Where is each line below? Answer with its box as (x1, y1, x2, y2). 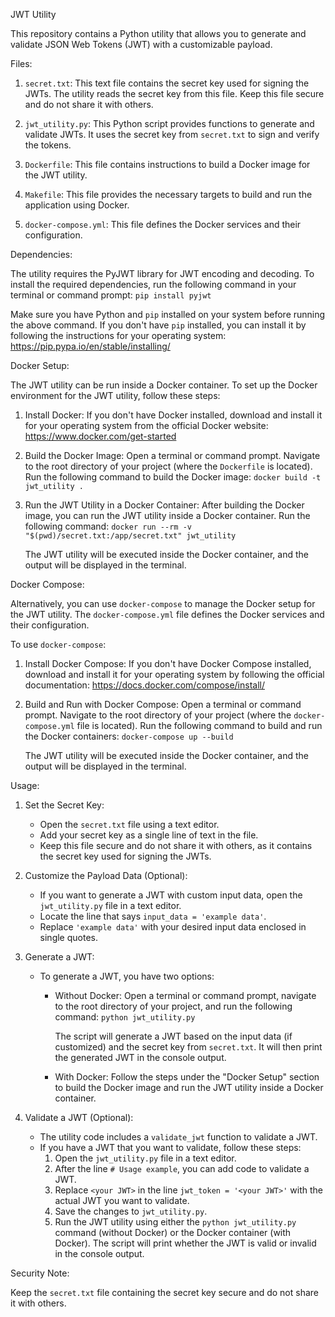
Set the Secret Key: (24, 799, 105, 811)
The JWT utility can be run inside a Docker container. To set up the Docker (10, 379, 318, 391)
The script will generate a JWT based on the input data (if (54, 1030, 293, 1042)
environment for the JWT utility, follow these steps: (10, 390, 221, 401)
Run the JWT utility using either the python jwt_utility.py (54, 1216, 297, 1228)
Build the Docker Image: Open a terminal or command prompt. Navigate (24, 450, 321, 461)
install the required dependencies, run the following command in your (10, 279, 297, 290)
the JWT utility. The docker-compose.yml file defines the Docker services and (10, 609, 325, 620)
